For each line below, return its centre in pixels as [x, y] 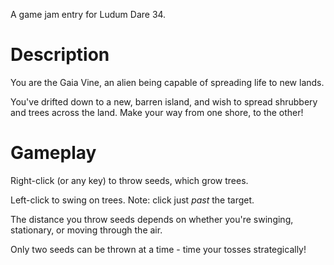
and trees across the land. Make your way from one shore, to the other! [157, 112]
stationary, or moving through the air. [86, 230]
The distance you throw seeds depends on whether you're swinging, [152, 219]
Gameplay [53, 153]
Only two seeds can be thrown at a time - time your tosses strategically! [158, 249]
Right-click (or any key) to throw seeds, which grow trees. [129, 180]
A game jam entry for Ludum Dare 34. [88, 14]
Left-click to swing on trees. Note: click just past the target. [132, 200]
